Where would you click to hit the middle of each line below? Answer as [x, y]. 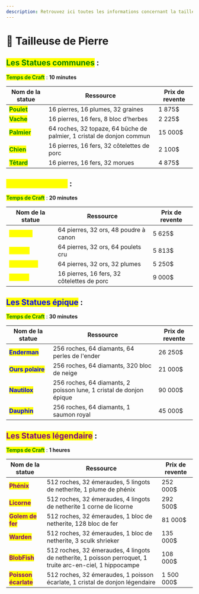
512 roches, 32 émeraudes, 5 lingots [98, 482]
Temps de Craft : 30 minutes [42, 317]
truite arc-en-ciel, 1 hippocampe [93, 566]
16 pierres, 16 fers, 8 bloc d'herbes [98, 119]
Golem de [23, 516]
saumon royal [72, 415]
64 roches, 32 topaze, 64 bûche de [98, 128]
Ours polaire [27, 370]
